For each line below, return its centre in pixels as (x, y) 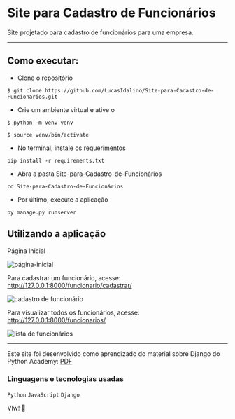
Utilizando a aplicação (57, 234)
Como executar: (43, 61)
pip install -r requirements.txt (56, 160)
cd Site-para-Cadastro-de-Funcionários (65, 186)
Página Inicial (26, 251)
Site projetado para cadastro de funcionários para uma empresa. (100, 32)
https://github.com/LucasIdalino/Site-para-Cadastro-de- (129, 90)
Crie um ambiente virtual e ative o (66, 109)
